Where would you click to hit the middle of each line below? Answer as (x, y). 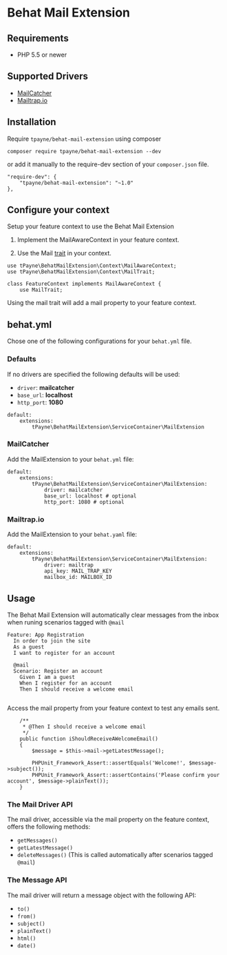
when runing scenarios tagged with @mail (66, 622)
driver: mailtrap (69, 565)
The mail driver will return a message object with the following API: (102, 895)
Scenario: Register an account (58, 671)
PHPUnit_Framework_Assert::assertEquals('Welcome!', (109, 763)
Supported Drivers (47, 76)
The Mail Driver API (40, 804)
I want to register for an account (64, 653)
